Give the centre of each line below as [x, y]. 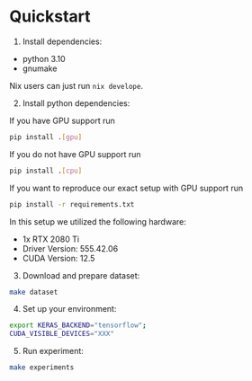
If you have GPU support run [62, 120]
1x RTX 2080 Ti [50, 239]
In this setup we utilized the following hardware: [98, 221]
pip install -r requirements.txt [72, 204]
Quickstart [50, 17]
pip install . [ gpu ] [46, 137]
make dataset [34, 292]
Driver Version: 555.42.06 [70, 248]
